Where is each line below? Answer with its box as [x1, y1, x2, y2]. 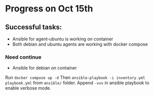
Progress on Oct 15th [5, 3, 93, 14]
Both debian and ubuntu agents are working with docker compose [12, 41, 148, 47]
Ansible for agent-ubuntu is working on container [12, 36, 113, 42]
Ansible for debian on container [12, 65, 77, 71]
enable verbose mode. [5, 85, 51, 91]
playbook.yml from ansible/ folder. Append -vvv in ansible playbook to [5, 80, 150, 86]
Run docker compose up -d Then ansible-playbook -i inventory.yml [5, 75, 146, 81]
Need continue [5, 53, 42, 60]
